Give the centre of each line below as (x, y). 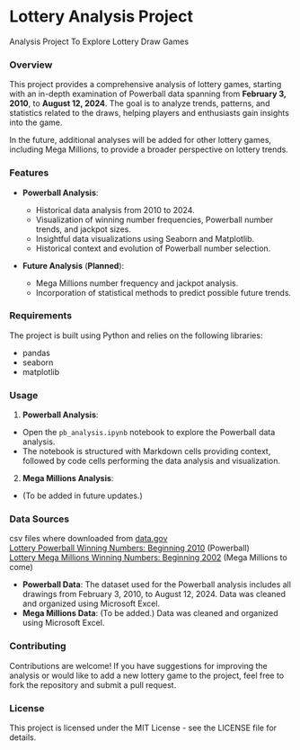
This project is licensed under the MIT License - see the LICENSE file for (143, 728)
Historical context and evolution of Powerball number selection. (153, 248)
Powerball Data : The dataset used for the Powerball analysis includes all (157, 585)
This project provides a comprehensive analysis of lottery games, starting (146, 85)
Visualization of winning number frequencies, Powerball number (154, 219)
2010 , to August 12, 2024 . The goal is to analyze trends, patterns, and (140, 103)
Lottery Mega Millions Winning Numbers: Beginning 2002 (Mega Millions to (148, 558)
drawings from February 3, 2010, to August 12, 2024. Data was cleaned (154, 594)
